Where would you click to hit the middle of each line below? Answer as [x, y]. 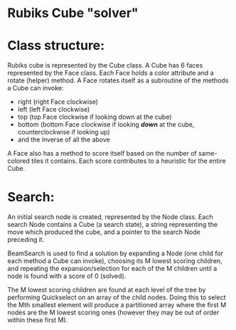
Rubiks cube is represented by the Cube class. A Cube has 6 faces [105, 65]
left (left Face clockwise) [54, 110]
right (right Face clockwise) [58, 102]
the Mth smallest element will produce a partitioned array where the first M [117, 305]
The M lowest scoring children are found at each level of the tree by [107, 290]
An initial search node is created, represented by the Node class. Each [110, 217]
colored [18, 161]
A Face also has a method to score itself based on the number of [102, 154]
